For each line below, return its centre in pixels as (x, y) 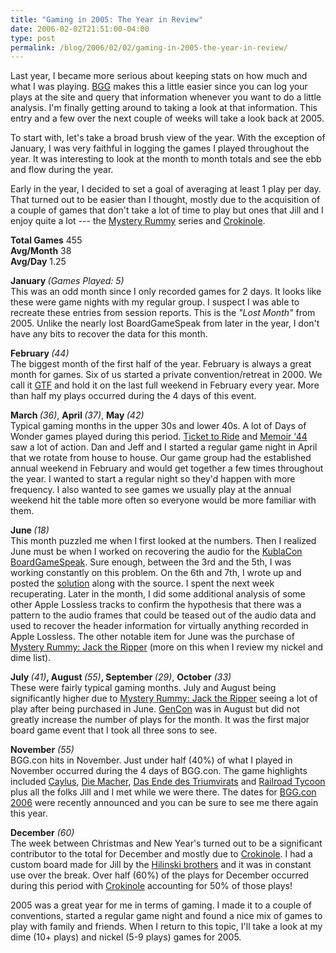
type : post (33, 38)
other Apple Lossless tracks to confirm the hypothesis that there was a (156, 605)
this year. (29, 813)
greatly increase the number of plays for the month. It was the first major (160, 720)
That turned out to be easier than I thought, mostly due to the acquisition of (165, 200)
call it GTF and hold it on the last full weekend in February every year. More (165, 385)
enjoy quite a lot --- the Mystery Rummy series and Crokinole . (138, 221)
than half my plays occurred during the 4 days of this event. (133, 396)
